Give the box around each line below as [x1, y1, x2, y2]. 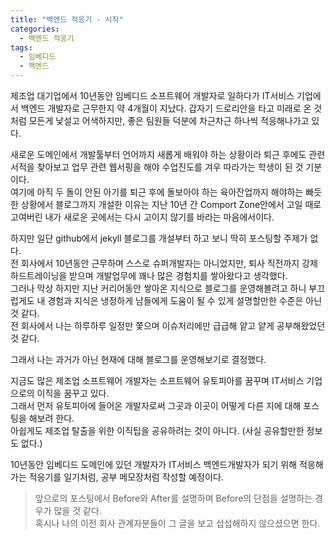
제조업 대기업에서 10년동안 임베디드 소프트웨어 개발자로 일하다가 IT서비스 [10, 90, 295, 101]
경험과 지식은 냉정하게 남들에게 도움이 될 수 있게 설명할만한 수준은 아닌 [47, 295, 323, 306]
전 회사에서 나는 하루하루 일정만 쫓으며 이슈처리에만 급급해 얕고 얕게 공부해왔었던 [10, 320, 326, 331]
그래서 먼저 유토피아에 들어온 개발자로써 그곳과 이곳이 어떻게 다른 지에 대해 [10, 400, 302, 411]
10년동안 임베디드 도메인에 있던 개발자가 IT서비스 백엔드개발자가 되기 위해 [10, 459, 298, 470]
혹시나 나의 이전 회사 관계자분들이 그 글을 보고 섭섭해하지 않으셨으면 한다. [34, 517, 321, 529]
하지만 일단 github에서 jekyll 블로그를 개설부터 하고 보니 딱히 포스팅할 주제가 [10, 232, 308, 244]
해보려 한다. [28, 412, 75, 424]
